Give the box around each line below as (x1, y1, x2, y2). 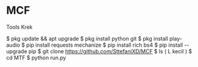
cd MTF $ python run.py (6, 54, 67, 61)
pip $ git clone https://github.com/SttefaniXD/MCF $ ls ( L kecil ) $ (28, 47, 192, 54)
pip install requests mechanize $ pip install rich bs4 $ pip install (26, 41, 183, 48)
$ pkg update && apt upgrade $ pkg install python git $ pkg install (6, 35, 169, 42)
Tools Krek (6, 23, 33, 31)
